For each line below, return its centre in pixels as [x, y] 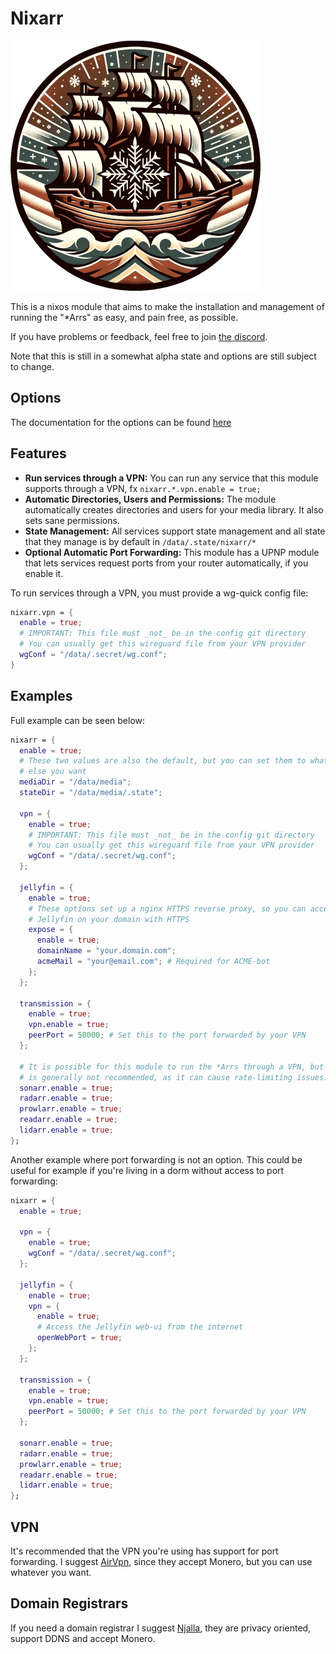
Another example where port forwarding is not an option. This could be [156, 1159]
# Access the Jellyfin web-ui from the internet [140, 1327]
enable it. [44, 573]
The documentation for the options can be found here [121, 422]
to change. [32, 366]
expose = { [51, 930]
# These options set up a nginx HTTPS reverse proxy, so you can [167, 908]
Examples [41, 696]
